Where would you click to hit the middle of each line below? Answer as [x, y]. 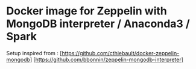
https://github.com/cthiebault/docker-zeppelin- [121, 53]
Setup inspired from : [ [34, 53]
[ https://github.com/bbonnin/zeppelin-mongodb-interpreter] [108, 59]
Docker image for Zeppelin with [87, 11]
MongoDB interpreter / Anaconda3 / [98, 24]
